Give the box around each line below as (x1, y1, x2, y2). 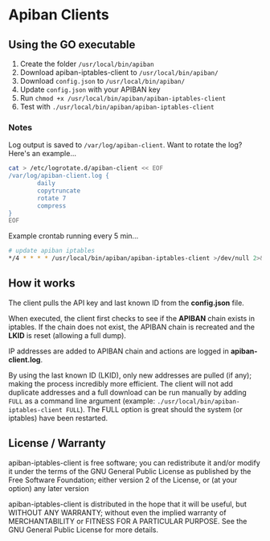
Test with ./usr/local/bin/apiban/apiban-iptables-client (19, 102, 215, 111)
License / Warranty (8, 436, 106, 450)
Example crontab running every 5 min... (8, 231, 139, 241)
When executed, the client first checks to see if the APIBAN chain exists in (8, 313, 256, 323)
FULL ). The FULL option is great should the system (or (65, 404, 243, 414)
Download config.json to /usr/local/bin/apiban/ (19, 76, 186, 85)
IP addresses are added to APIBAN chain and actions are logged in (8, 346, 229, 356)
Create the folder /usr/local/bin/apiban (19, 59, 154, 68)
